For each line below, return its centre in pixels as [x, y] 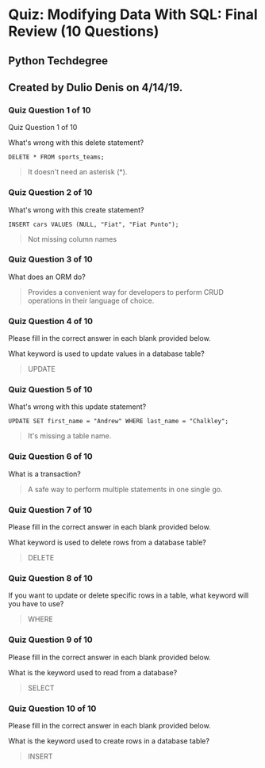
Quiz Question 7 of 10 [50, 510]
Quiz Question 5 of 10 [50, 390]
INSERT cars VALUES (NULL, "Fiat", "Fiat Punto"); [94, 224]
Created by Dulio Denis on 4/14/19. [96, 88]
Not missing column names [72, 239]
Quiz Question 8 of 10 [50, 578]
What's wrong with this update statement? [77, 407]
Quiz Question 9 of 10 [50, 640]
